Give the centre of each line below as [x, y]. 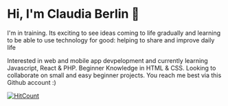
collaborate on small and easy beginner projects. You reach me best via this [114, 75]
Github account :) [32, 82]
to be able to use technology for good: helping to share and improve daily [111, 40]
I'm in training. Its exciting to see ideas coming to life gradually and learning [114, 33]
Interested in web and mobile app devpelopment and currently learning [107, 60]
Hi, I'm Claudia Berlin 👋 [73, 14]
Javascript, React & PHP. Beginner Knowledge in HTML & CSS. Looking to [112, 68]
